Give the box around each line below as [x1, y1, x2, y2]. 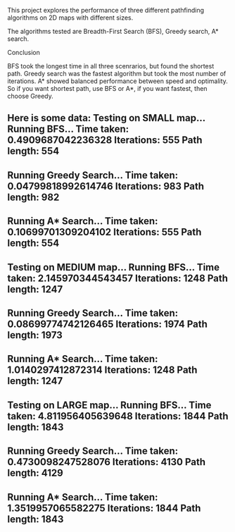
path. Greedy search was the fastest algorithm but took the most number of [7, 70, 227, 78]
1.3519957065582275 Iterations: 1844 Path [7, 502, 201, 514]
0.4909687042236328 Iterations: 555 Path [7, 134, 203, 147]
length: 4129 [7, 467, 63, 479]
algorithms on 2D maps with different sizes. [7, 13, 134, 22]
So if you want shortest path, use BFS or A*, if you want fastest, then [7, 85, 208, 92]
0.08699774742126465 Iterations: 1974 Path [7, 318, 208, 330]
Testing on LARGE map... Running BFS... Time [7, 399, 212, 411]
